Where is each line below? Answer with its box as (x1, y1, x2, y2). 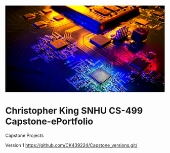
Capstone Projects (5, 132, 44, 138)
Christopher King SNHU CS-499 (5, 105, 143, 117)
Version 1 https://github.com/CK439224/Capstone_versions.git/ (5, 142, 138, 148)
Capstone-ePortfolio (5, 116, 94, 127)
